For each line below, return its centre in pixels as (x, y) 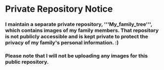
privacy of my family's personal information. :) (62, 43)
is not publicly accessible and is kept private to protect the (77, 37)
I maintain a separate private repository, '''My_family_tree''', (79, 24)
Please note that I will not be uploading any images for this (77, 56)
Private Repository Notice (59, 9)
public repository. (27, 62)
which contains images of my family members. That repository (82, 30)
